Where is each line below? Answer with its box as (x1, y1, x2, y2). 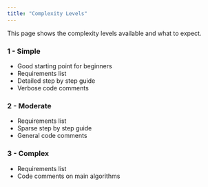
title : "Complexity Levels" (7, 10, 88, 17)
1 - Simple (7, 46, 41, 56)
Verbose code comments (17, 83, 90, 92)
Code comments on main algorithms (17, 172, 121, 180)
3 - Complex (7, 149, 50, 159)
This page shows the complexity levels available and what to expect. (7, 29, 202, 37)
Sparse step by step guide (17, 124, 92, 132)
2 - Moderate (7, 101, 52, 110)
